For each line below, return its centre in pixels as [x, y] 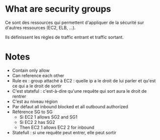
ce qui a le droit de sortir [37, 86]
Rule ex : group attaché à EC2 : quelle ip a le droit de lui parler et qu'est [84, 80]
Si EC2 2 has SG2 [37, 122]
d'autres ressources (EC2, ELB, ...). [40, 27]
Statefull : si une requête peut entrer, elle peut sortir [64, 132]
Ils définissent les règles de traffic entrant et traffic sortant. [64, 37]
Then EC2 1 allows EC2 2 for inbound [57, 127]
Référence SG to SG [32, 112]
